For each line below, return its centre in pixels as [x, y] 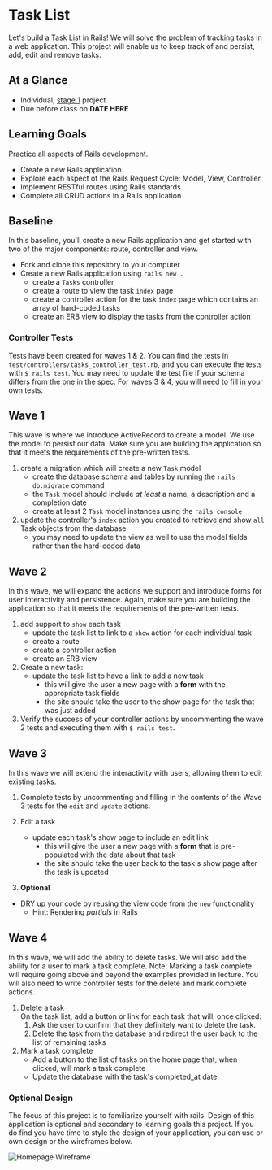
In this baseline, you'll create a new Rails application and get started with [130, 241]
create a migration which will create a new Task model [110, 468]
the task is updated [77, 872]
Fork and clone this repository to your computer [100, 265]
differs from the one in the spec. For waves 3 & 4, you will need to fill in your [136, 381]
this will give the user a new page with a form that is [132, 846]
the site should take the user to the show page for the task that [149, 702]
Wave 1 [27, 416]
